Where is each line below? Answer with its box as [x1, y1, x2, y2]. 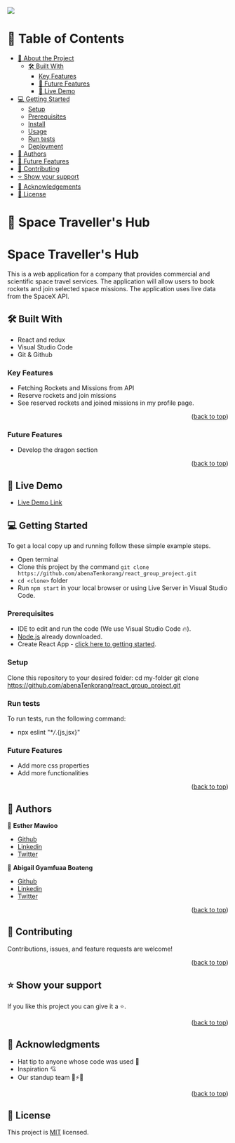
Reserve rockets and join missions [17, 392, 117, 400]
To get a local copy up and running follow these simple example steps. [7, 542, 211, 550]
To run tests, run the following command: [7, 714, 126, 723]
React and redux [17, 335, 65, 344]
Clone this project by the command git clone [17, 563, 149, 571]
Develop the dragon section [17, 446, 98, 454]
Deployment [27, 142, 64, 150]
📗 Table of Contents [7, 31, 125, 47]
